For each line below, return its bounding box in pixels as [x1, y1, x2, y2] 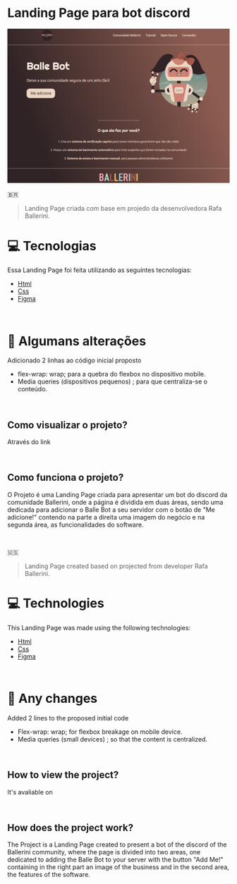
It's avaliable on [7, 787, 53, 796]
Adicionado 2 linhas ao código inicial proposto [7, 356, 142, 364]
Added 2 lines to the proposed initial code [7, 713, 129, 722]
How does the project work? [7, 821, 134, 833]
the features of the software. [7, 871, 90, 879]
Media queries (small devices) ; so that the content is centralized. [17, 735, 208, 743]
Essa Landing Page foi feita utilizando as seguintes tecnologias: [7, 266, 192, 274]
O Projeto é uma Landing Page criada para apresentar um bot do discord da [7, 490, 228, 498]
